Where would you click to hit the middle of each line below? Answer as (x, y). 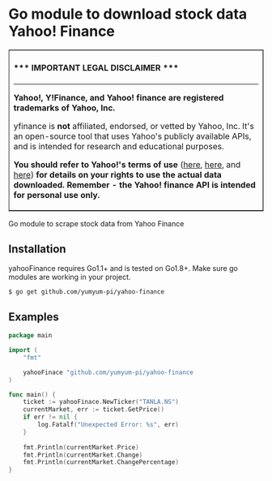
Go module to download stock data (128, 14)
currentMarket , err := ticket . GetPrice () (93, 410)
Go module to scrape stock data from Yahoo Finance (96, 223)
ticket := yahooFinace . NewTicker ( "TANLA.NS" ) (101, 402)
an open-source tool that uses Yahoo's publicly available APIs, (132, 136)
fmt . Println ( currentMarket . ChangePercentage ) (101, 462)
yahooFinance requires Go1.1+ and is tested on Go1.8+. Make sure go (123, 268)
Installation (37, 249)
